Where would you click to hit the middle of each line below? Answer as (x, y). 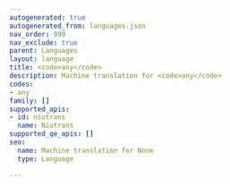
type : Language (46, 159)
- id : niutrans (38, 117)
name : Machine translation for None (86, 150)
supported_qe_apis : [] (51, 134)
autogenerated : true (48, 17)
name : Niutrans (46, 126)
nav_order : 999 (38, 34)
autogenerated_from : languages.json (77, 26)
